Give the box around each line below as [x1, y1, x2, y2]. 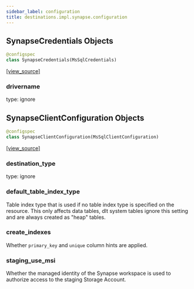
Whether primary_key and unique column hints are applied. [6, 241, 148, 248]
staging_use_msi [6, 256, 56, 264]
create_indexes [6, 228, 51, 237]
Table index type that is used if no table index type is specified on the [6, 201, 175, 208]
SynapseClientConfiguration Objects [6, 113, 145, 123]
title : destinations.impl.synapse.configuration [6, 14, 128, 20]
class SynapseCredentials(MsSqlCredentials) [6, 57, 117, 63]
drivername [6, 82, 40, 90]
